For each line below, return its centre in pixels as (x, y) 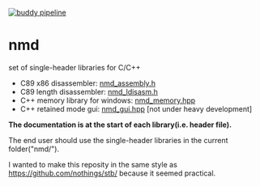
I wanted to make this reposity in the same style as (93, 164)
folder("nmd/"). (34, 149)
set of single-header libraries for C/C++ (75, 67)
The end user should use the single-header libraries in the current (118, 140)
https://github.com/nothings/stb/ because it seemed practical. (112, 173)
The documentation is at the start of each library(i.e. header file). (120, 125)
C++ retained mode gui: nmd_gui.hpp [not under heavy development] (136, 108)
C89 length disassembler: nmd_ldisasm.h (89, 91)
